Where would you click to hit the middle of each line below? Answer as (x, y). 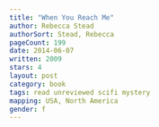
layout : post (34, 76)
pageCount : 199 (38, 42)
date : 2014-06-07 (42, 51)
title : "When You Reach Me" (62, 17)
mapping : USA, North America (64, 101)
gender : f (28, 109)
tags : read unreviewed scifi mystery (80, 92)
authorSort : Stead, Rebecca (62, 34)
